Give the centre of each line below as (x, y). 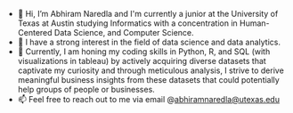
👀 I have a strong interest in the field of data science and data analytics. (149, 42)
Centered (35, 32)
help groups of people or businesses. (86, 89)
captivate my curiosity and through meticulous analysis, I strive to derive (151, 70)
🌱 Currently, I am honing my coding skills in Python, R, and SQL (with (144, 52)
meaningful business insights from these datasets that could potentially (149, 80)
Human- (254, 23)
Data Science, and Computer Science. (124, 32)
